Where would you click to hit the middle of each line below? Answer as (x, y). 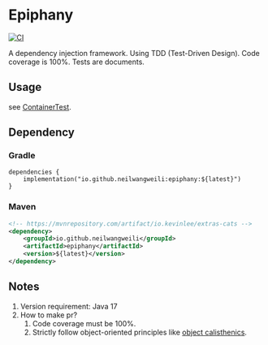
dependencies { (34, 172)
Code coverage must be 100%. (84, 323)
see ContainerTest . (40, 106)
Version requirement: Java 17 (69, 306)
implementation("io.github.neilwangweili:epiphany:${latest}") (132, 179)
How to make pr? (49, 315)
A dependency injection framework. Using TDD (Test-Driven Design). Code (134, 53)
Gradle (22, 156)
